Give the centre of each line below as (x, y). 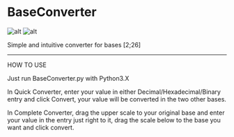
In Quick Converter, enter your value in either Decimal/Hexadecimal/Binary (114, 92)
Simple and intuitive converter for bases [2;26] (74, 45)
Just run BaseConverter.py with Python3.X (68, 78)
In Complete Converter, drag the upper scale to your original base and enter (116, 113)
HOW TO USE (27, 65)
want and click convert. (41, 127)
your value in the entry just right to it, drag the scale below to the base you (114, 120)
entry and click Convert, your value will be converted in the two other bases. (117, 99)
